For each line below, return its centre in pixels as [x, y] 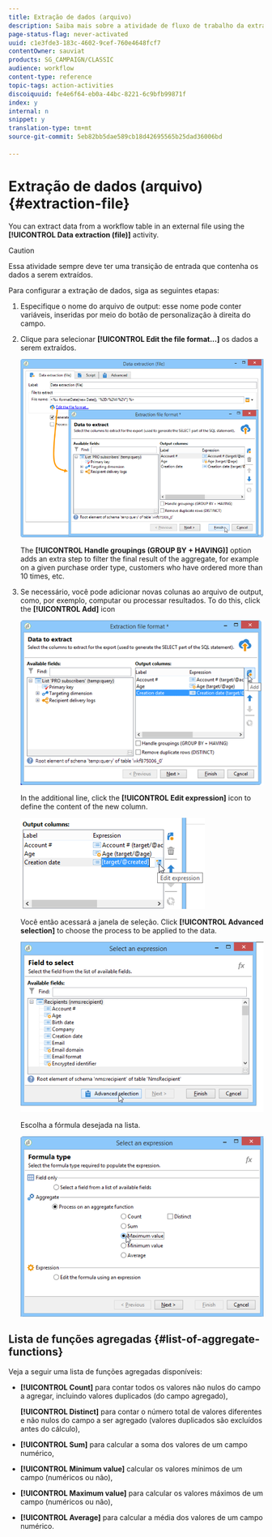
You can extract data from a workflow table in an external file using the [127, 226]
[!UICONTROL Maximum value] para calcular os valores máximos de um [142, 1493]
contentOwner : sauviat [47, 51]
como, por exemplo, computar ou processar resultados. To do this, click [140, 600]
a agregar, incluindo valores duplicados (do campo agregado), [124, 1396]
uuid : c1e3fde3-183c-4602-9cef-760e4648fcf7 [85, 43]
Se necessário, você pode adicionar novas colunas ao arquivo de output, [142, 591]
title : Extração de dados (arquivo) [70, 17]
